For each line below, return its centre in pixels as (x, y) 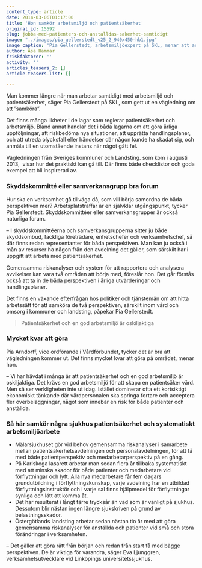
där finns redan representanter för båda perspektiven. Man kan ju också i (97, 243)
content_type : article (35, 12)
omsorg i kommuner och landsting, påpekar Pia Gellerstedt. (80, 311)
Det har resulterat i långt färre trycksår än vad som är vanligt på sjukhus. (105, 502)
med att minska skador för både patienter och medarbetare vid (93, 470)
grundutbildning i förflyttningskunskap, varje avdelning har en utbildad (102, 483)
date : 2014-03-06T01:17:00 (40, 17)
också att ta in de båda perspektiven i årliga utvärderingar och (83, 280)
